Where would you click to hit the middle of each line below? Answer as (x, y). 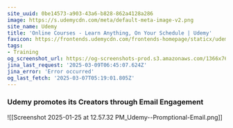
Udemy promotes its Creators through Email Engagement (105, 102)
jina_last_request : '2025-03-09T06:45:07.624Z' (77, 65)
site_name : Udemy (32, 26)
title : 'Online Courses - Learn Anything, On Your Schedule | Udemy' (110, 33)
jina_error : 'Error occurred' (51, 71)
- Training (23, 53)
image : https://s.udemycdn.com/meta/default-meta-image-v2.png (101, 20)
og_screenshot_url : (35, 59)
